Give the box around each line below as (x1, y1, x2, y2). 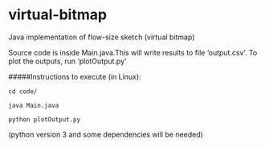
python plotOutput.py (8, 115, 81, 124)
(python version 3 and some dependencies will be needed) (8, 129, 203, 139)
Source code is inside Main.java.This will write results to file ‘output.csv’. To (8, 47, 258, 57)
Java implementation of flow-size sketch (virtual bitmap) (8, 32, 195, 42)
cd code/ (8, 87, 38, 96)
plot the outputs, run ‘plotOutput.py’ (8, 56, 127, 66)
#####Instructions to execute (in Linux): (8, 71, 142, 81)
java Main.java (8, 101, 59, 109)
